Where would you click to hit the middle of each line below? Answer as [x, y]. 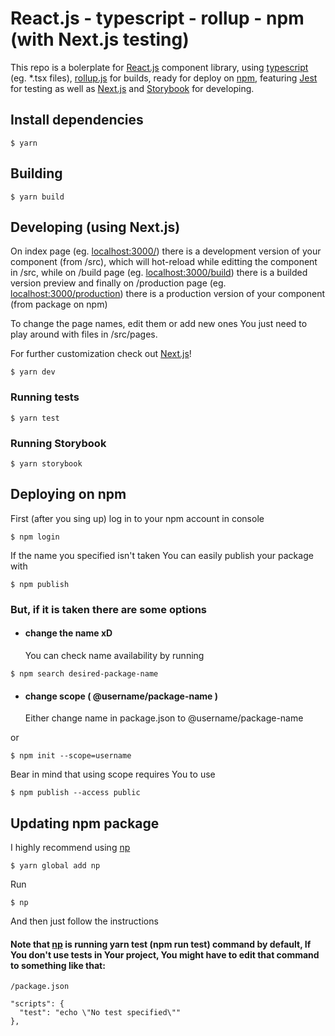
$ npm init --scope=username [71, 756]
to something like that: [58, 965]
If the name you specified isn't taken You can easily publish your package [162, 555]
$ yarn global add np [55, 865]
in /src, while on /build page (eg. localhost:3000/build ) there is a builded [159, 273]
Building [36, 173]
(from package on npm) [59, 304]
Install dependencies [77, 120]
